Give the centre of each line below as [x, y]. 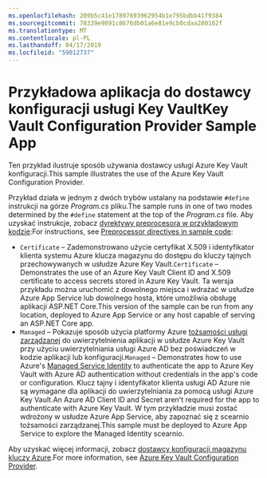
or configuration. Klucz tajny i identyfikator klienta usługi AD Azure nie [135, 382]
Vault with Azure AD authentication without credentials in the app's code [139, 374]
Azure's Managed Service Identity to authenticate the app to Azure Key [137, 365]
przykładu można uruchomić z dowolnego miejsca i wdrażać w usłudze [137, 289]
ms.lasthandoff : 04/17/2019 [55, 45]
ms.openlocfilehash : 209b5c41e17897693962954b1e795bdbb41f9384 [116, 16]
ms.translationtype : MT [48, 30]
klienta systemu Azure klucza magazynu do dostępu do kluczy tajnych [135, 255]
